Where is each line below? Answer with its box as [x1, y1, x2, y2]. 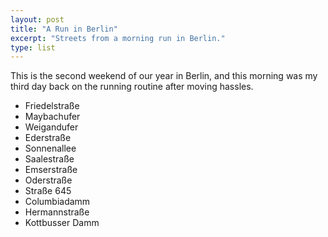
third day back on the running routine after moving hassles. [10, 81, 254, 93]
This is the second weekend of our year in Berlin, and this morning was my [10, 70, 318, 82]
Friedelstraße [24, 100, 80, 112]
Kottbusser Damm [24, 217, 100, 229]
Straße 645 [24, 185, 72, 197]
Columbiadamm [24, 196, 91, 208]
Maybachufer [24, 111, 81, 123]
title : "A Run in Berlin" [10, 24, 118, 34]
